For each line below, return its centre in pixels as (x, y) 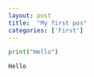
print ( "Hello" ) (33, 52)
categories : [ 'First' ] (46, 30)
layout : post (30, 15)
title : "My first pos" (48, 23)
